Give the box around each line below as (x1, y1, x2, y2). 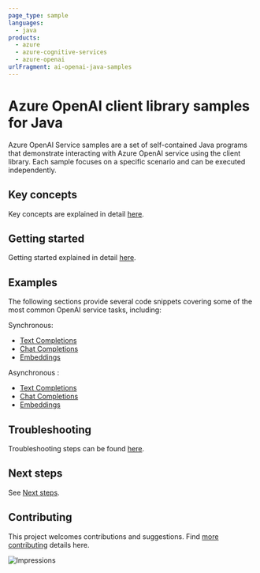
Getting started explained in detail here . (8, 253, 136, 262)
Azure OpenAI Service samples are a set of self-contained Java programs (8, 140, 248, 149)
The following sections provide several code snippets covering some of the (8, 297, 253, 307)
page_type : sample (8, 11, 69, 20)
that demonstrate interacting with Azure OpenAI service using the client (8, 148, 241, 158)
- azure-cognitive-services (15, 48, 108, 56)
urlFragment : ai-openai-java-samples (8, 63, 132, 71)
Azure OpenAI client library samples (8, 96, 251, 115)
